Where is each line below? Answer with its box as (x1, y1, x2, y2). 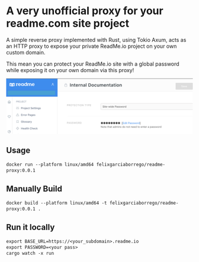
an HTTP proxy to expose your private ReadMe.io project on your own (6, 43, 177, 50)
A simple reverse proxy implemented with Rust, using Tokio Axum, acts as (6, 36, 187, 43)
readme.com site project (6, 17, 130, 30)
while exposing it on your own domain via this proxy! (6, 66, 134, 73)
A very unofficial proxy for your (6, 4, 164, 18)
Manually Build (6, 183, 62, 193)
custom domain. (6, 48, 46, 56)
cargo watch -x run (6, 250, 54, 256)
